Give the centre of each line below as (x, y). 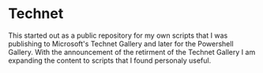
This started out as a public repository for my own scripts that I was (118, 35)
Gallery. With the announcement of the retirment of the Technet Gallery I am (132, 52)
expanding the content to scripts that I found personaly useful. (110, 60)
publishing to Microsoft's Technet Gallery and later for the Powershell (121, 43)
